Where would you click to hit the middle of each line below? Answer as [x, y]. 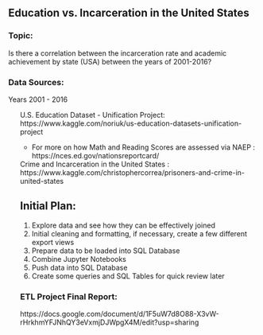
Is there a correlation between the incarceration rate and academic [118, 53]
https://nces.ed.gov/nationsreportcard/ [95, 155]
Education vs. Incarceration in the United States [129, 13]
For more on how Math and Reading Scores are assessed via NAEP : [143, 147]
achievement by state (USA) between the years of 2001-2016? [110, 61]
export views [53, 242]
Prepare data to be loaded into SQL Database [106, 251]
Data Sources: [36, 82]
